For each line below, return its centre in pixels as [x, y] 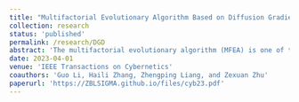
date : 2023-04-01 [41, 59]
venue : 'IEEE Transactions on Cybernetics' [91, 67]
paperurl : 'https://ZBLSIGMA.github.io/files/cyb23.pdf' [117, 83]
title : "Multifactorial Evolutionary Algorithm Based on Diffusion [137, 17]
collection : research [49, 26]
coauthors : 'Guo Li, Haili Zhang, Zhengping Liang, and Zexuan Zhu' [139, 75]
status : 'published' [48, 34]
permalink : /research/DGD [57, 42]
